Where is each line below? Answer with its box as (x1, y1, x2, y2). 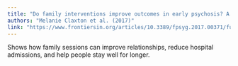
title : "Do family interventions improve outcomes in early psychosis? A (7, 10, 230, 18)
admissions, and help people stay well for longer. (7, 50, 150, 59)
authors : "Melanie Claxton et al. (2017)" (7, 17, 135, 24)
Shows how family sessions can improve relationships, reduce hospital (7, 43, 214, 52)
